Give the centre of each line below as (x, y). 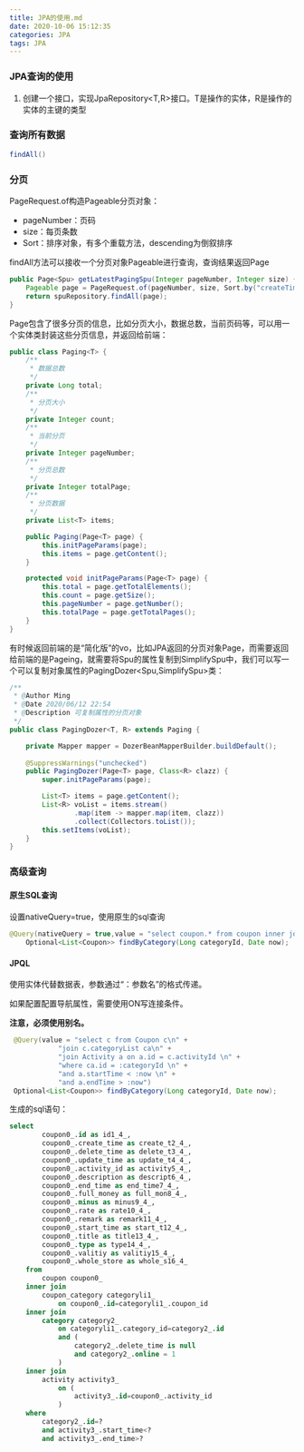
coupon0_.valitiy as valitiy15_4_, (109, 1253)
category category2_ (81, 1320)
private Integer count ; (71, 419)
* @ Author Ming (42, 696)
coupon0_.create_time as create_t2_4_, (117, 1143)
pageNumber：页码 (59, 221)
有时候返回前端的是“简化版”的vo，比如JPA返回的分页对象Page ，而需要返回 (149, 648)
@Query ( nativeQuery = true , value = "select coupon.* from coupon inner (147, 934)
